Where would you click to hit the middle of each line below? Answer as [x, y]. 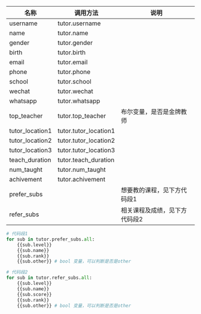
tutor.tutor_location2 [86, 141]
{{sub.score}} [34, 294]
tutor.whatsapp [79, 101]
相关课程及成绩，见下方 [154, 210]
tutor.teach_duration [86, 160]
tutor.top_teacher [82, 116]
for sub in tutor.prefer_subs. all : [51, 239]
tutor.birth [71, 52]
